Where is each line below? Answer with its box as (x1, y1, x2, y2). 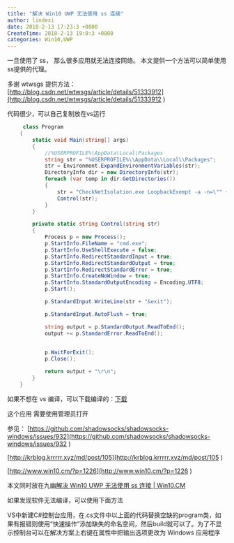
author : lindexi (7, 17, 54, 24)
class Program (22, 124, 64, 131)
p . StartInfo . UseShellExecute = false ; (44, 246, 157, 254)
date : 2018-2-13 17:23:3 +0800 (7, 23, 98, 30)
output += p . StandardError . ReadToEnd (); (44, 330, 164, 337)
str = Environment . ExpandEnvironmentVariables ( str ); (44, 162, 201, 170)
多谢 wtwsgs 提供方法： (7, 80, 76, 88)
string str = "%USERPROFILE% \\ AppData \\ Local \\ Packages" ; (44, 156, 217, 163)
